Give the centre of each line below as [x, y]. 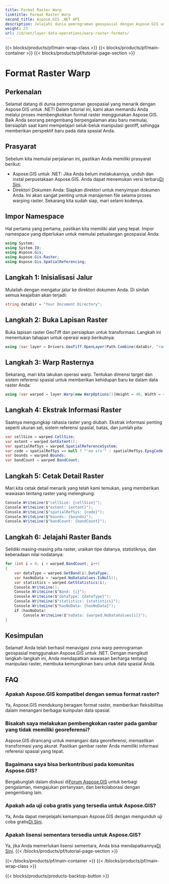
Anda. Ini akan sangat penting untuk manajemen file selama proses [82, 195]
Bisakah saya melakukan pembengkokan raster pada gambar [81, 723]
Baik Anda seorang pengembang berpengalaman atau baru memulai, [77, 120]
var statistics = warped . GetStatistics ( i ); [61, 582]
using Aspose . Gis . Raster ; [32, 257]
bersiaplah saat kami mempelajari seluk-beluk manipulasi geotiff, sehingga [82, 125]
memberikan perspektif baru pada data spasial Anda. [60, 131]
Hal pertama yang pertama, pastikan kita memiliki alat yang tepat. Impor [80, 228]
